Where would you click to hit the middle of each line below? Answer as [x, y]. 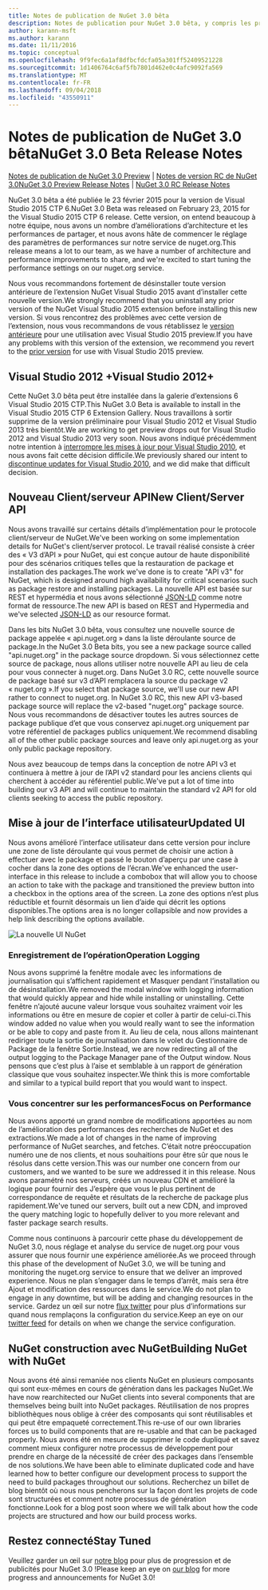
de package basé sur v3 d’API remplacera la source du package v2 [118, 680]
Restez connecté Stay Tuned [80, 1541]
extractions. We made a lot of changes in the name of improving [112, 1138]
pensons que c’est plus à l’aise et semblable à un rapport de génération [126, 1066]
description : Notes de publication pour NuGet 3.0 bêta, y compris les [130, 23]
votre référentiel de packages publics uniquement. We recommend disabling [133, 731]
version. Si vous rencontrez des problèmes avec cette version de [115, 317]
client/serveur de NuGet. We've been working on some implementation [124, 537]
